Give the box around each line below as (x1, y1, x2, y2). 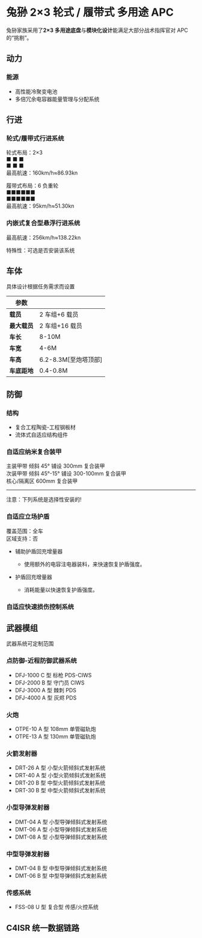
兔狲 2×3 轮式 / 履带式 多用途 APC (6, 5, 174, 19)
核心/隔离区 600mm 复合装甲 (6, 477, 78, 485)
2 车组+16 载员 (39, 321, 83, 330)
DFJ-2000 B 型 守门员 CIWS (14, 679, 85, 686)
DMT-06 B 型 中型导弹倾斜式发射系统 (14, 872, 107, 879)
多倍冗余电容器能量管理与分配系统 (14, 95, 100, 102)
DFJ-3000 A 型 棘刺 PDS (14, 686, 77, 694)
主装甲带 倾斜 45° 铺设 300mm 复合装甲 (6, 462, 105, 470)
